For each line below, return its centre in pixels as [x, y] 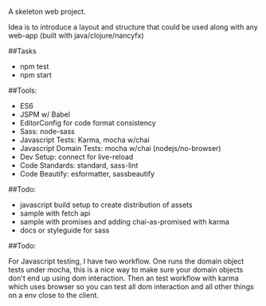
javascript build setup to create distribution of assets [106, 205]
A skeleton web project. [47, 12]
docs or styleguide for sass [65, 230]
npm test [34, 66]
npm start [35, 75]
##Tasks [23, 51]
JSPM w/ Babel [45, 114]
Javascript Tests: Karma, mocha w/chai [84, 140]
